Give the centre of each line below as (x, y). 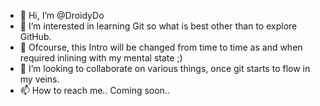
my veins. (39, 79)
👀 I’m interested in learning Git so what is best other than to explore (158, 26)
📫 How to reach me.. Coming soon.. (94, 90)
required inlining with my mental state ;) (101, 58)
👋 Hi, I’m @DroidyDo (62, 15)
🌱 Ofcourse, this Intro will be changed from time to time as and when (161, 47)
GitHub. (35, 36)
